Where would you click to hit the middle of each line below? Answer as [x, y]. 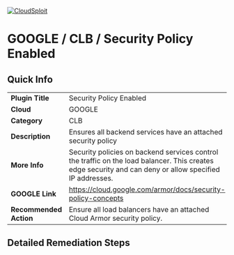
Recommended [37, 209]
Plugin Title [30, 98]
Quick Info [30, 79]
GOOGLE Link [34, 194]
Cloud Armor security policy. [115, 218]
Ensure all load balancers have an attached [139, 209]
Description [31, 136]
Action [22, 218]
